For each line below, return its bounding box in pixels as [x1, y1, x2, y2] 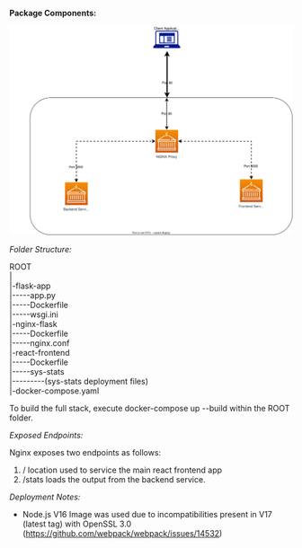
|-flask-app [9, 280, 51, 291]
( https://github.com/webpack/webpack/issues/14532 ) [22, 527, 223, 538]
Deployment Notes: [9, 491, 81, 502]
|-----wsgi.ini [9, 309, 58, 320]
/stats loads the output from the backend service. [22, 473, 206, 484]
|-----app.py [9, 289, 57, 300]
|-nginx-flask [9, 318, 58, 329]
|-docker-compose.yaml [9, 385, 100, 396]
